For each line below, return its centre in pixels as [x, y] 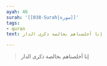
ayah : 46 [17, 12]
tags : [13, 23]
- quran [16, 28]
